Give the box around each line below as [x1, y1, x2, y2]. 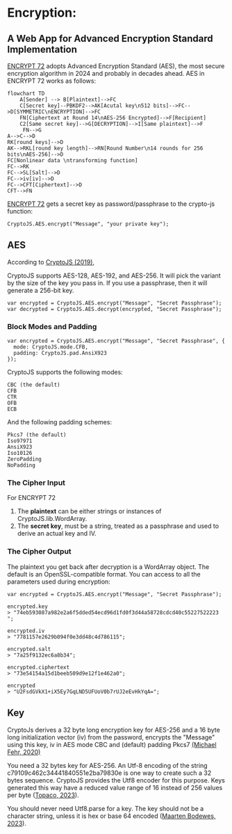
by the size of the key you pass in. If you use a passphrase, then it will [7, 278, 208, 287]
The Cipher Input [7, 478, 66, 488]
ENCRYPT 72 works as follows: [7, 77, 96, 85]
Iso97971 [7, 438, 33, 444]
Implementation [7, 43, 78, 55]
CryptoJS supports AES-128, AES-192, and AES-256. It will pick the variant [7, 271, 221, 280]
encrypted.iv [7, 627, 45, 634]
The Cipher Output [7, 547, 72, 556]
